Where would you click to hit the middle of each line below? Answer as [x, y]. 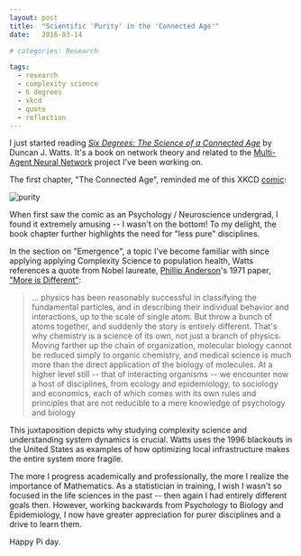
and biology [54, 412]
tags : [19, 67]
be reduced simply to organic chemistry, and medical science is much [161, 355]
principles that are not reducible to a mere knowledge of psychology [158, 403]
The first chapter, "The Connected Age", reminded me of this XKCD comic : [148, 180]
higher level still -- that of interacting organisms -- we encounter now [160, 375]
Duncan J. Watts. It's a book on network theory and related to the [131, 153]
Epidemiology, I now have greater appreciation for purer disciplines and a [145, 514]
